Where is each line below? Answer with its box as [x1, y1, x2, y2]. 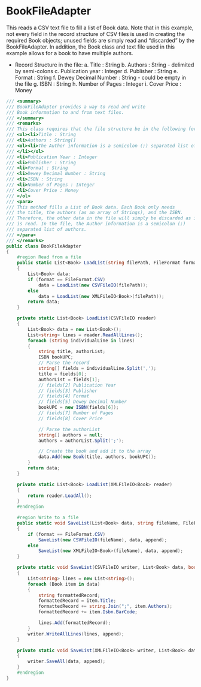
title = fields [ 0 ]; [38, 370, 87, 377]
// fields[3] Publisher [38, 388, 98, 394]
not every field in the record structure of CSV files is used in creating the [6, 30, 185, 37]
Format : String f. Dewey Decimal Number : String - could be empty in [14, 74, 187, 81]
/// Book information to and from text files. [6, 109, 124, 115]
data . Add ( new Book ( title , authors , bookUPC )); [38, 454, 157, 460]
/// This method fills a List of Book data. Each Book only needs [6, 204, 175, 210]
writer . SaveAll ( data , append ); [28, 658, 106, 665]
